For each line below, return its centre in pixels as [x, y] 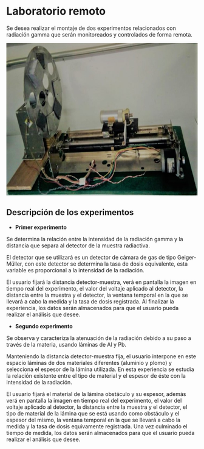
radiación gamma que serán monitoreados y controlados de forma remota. [100, 34]
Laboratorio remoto [56, 11]
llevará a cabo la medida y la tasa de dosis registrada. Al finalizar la [90, 301]
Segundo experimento [44, 326]
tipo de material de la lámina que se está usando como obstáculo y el [93, 413]
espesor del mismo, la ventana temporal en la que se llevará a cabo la [93, 420]
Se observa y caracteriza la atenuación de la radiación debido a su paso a [99, 338]
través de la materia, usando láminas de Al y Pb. [66, 344]
